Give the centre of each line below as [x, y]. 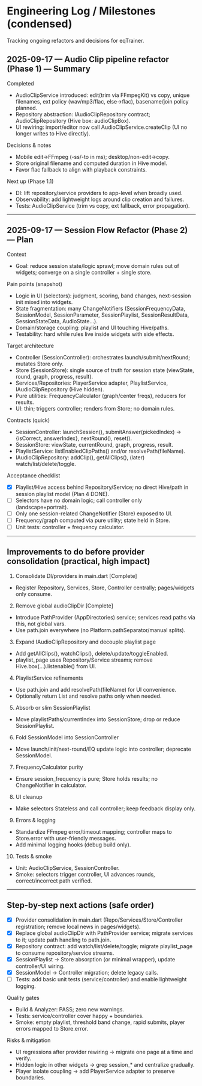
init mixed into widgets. [44, 302]
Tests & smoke [34, 856]
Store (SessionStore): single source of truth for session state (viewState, [105, 370]
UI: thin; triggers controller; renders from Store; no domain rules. [95, 408]
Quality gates [23, 998]
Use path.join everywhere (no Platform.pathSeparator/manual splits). [100, 630]
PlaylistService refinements [49, 678]
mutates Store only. [40, 364]
